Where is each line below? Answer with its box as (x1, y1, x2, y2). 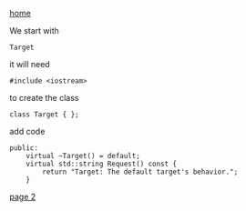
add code (9, 126, 46, 136)
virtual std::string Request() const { (26, 159, 178, 168)
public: (9, 144, 39, 153)
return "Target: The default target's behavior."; (42, 167, 239, 176)
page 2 (9, 191, 36, 202)
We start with (9, 25, 59, 35)
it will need (9, 59, 50, 69)
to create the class (9, 93, 79, 103)
